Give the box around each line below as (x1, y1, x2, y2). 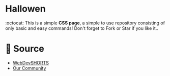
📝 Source (5, 43, 44, 55)
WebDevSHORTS (12, 59, 49, 66)
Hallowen (5, 3, 46, 15)
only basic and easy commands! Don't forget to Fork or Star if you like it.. (5, 25, 159, 31)
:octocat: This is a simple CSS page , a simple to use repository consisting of (5, 20, 165, 26)
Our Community (12, 65, 46, 71)
